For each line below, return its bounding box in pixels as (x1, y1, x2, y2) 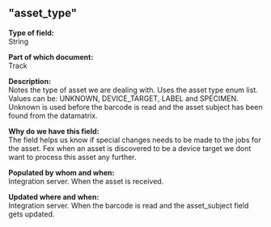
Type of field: (8, 27, 54, 37)
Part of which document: (8, 52, 94, 61)
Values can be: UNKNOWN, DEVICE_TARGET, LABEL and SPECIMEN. (8, 93, 239, 103)
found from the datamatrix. (8, 111, 99, 120)
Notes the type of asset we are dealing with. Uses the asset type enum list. (8, 85, 259, 95)
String (8, 36, 29, 46)
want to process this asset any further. (8, 152, 137, 162)
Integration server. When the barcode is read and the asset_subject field (8, 200, 249, 210)
